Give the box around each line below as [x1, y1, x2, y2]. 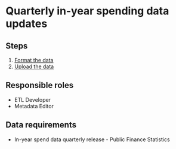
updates [5, 17, 48, 31]
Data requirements [5, 120, 77, 130]
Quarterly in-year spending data [5, 4, 169, 18]
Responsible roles [5, 80, 74, 90]
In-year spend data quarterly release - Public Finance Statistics [14, 136, 171, 143]
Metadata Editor [14, 102, 54, 110]
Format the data [14, 57, 54, 63]
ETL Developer [14, 96, 51, 103]
